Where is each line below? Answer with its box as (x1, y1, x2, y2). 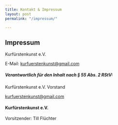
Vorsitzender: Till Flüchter (5, 115, 57, 122)
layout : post (5, 12, 32, 17)
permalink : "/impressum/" (5, 16, 57, 21)
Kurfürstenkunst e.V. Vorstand (5, 84, 66, 90)
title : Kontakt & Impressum (5, 7, 62, 12)
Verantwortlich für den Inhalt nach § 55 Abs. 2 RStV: (5, 71, 113, 78)
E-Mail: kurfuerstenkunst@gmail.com (5, 61, 80, 67)
